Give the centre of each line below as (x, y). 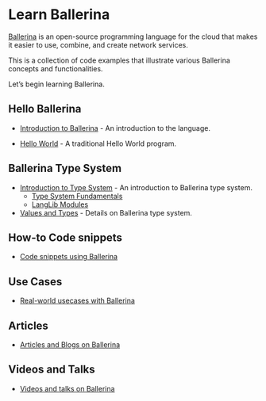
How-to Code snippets (66, 237)
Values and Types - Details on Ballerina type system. (106, 212)
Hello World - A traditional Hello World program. (98, 143)
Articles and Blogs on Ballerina (70, 345)
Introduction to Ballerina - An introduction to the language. (115, 128)
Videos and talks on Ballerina (67, 388)
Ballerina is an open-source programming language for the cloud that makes (133, 36)
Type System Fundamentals (77, 196)
